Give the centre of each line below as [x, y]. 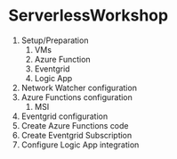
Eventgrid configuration [64, 116]
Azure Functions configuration [76, 97]
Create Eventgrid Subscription [76, 135]
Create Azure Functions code [75, 125]
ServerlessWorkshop [88, 16]
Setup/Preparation [55, 40]
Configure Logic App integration [80, 145]
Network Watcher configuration [79, 88]
